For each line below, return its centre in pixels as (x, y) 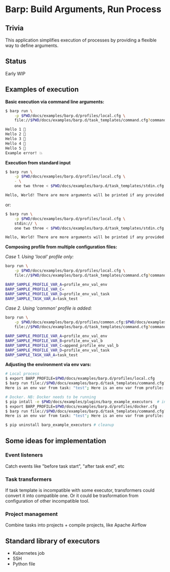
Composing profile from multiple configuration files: (61, 247)
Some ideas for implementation (56, 441)
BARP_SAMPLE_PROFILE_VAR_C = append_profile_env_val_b (62, 345)
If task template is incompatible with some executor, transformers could (80, 490)
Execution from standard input (38, 162)
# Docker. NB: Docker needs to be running (51, 397)
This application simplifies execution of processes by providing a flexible (81, 40)
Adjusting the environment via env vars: (48, 365)
